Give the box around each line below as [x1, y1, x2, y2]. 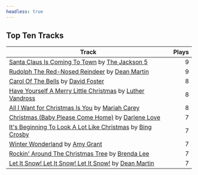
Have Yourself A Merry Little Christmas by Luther [9, 87, 145, 95]
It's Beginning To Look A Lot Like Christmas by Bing [9, 123, 152, 131]
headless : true [6, 8, 44, 15]
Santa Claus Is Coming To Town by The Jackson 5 [9, 58, 148, 66]
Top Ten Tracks [6, 31, 64, 41]
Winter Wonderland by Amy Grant [9, 140, 103, 148]
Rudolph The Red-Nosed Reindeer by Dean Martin [9, 67, 149, 76]
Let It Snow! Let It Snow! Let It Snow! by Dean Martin [9, 159, 154, 167]
